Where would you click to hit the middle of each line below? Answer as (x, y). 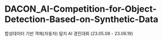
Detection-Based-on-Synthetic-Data (81, 19)
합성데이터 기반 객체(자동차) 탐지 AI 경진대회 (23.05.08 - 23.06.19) (69, 33)
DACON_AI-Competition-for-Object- (81, 9)
